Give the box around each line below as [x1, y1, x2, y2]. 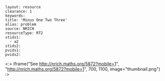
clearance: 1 [5, 9, 32, 14]
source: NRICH [5, 26, 35, 31]
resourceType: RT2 [5, 31, 43, 36]
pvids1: [5, 48, 21, 53]
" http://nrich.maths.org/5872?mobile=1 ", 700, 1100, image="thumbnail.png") [5, 66, 161, 72]
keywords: [5, 13, 26, 18]
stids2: [5, 43, 21, 48]
